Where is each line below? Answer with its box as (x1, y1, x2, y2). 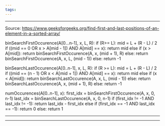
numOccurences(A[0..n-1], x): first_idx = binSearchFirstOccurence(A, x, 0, (5, 90, 155, 96)
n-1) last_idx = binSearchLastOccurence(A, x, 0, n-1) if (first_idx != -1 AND (5, 95, 155, 101)
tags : (5, 7, 16, 12)
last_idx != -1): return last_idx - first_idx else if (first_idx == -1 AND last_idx (5, 101, 155, 106)
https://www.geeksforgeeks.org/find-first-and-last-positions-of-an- (22, 25, 160, 31)
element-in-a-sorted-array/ (5, 30, 60, 36)
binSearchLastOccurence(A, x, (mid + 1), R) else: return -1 (5, 80, 122, 86)
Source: (5, 25, 21, 31)
